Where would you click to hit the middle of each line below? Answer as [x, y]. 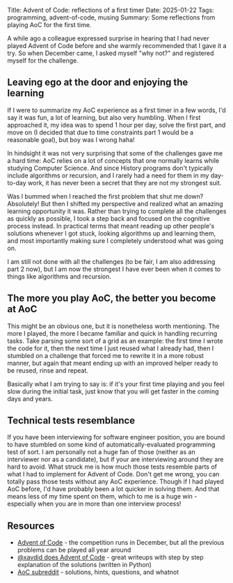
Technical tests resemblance [71, 421]
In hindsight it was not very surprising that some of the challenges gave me [115, 153]
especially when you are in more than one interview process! [94, 504]
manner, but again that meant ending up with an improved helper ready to [113, 363]
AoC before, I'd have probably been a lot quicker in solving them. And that [113, 489]
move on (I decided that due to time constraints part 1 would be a [100, 132]
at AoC [22, 309]
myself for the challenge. [43, 61]
